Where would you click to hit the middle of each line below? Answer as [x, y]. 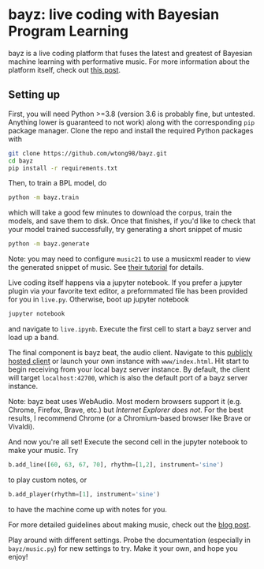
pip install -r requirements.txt [63, 168]
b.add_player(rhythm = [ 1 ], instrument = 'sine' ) [84, 494]
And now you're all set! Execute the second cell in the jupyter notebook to [128, 442]
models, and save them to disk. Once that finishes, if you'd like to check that [132, 221]
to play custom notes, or [48, 480]
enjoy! [18, 556]
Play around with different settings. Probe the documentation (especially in [129, 540]
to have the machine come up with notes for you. [87, 509]
